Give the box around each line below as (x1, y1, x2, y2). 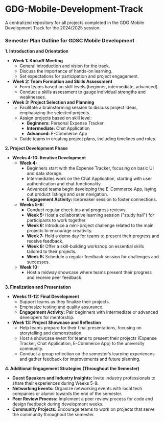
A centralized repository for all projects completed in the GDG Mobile (5, 20, 144, 25)
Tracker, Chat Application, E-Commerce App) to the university (19, 341, 145, 347)
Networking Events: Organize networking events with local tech (12, 386, 142, 392)
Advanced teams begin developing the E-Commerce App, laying (26, 186, 157, 192)
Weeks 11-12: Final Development (12, 294, 79, 299)
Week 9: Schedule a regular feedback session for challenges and (26, 254, 159, 260)
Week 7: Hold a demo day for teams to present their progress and (26, 233, 160, 239)
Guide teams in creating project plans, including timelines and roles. (19, 136, 157, 142)
